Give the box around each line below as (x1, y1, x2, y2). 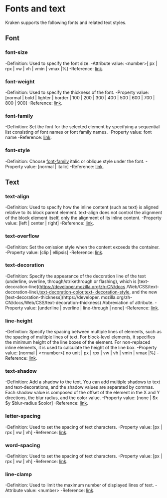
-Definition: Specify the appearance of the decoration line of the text (5, 273, 146, 279)
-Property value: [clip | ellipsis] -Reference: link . (5, 249, 104, 255)
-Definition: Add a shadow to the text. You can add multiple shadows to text (5, 379, 161, 385)
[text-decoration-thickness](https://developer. (5, 294, 100, 300)
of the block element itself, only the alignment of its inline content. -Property (5, 215, 162, 221)
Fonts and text (5, 3, 66, 14)
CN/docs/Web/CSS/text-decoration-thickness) (5, 299, 101, 305)
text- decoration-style (84, 289, 130, 295)
